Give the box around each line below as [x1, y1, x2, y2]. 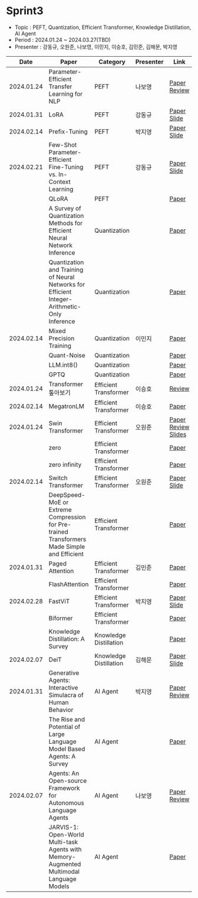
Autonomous [48, 799, 84, 807]
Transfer [48, 82, 72, 90]
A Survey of [48, 204, 81, 212]
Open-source [48, 776, 87, 785]
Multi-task [48, 838, 78, 846]
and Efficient [48, 549, 84, 558]
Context [48, 177, 71, 186]
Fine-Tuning [48, 162, 84, 171]
